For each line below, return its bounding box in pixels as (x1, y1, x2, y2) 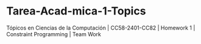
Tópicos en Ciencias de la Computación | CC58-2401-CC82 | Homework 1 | (6, 24, 196, 31)
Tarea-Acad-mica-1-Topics (6, 4, 146, 18)
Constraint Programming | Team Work (6, 30, 102, 37)
